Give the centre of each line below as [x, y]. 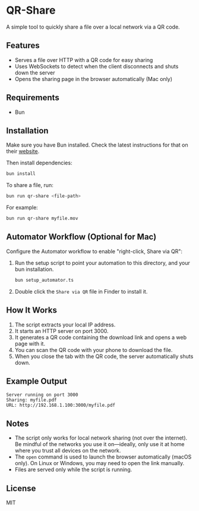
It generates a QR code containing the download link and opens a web [101, 337]
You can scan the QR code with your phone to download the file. [94, 350]
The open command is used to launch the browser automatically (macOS [103, 457]
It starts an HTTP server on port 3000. [61, 331]
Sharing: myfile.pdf [32, 400]
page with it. [30, 344]
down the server [35, 73]
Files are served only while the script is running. [73, 470]
